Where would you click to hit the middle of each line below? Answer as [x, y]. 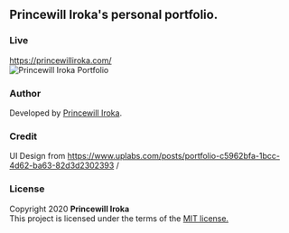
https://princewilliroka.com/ [61, 60]
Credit [23, 136]
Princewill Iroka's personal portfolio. [114, 15]
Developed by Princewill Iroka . [66, 113]
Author [25, 93]
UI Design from [37, 156]
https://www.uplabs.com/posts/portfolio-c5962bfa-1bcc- [173, 156]
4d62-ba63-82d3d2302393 [62, 165]
